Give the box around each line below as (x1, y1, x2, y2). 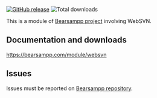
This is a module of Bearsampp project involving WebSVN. (6, 18, 152, 24)
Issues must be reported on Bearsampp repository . (6, 85, 133, 92)
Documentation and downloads (6, 35, 127, 45)
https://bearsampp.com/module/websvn (6, 51, 107, 58)
